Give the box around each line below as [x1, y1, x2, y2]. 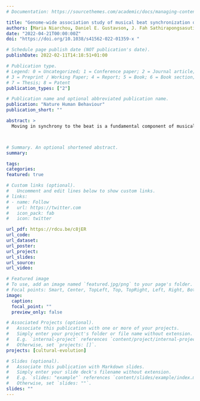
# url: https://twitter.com [6, 205, 82, 211]
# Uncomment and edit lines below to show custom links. [6, 188, 156, 194]
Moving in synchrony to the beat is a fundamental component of [11, 123, 174, 129]
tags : [6, 161, 20, 167]
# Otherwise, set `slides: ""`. [6, 380, 92, 387]
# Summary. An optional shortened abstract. [6, 144, 118, 151]
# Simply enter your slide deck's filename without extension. [6, 369, 171, 375]
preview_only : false [11, 309, 62, 315]
